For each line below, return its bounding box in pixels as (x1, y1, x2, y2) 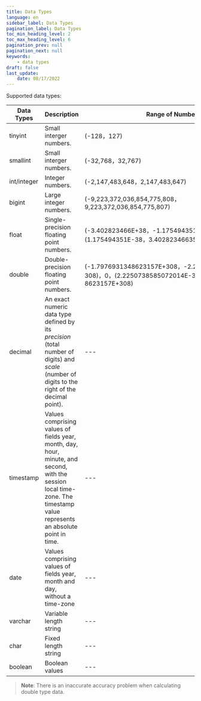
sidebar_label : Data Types (6, 20, 74, 26)
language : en (6, 14, 39, 20)
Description (44, 110, 79, 119)
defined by (44, 317, 75, 326)
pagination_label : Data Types (6, 25, 82, 32)
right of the (44, 385, 76, 394)
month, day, (44, 440, 78, 448)
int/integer (9, 178, 39, 186)
